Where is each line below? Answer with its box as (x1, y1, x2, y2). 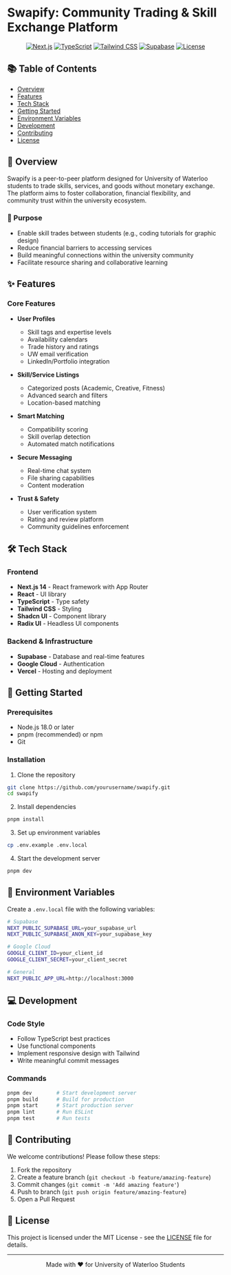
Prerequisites (7, 707, 53, 717)
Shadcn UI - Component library (16, 612, 107, 620)
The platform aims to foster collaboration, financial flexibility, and (7, 189, 191, 197)
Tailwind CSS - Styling (16, 604, 82, 613)
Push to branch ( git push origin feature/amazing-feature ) (16, 1188, 187, 1196)
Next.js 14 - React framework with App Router (16, 583, 148, 591)
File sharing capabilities (27, 474, 95, 482)
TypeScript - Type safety (16, 598, 89, 606)
